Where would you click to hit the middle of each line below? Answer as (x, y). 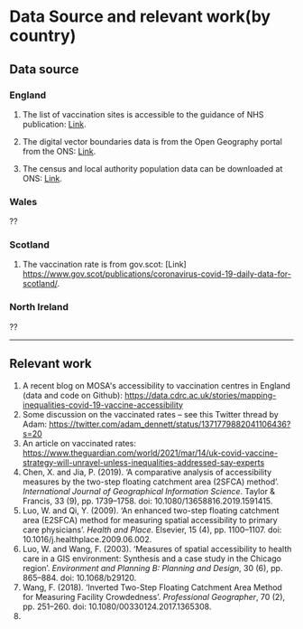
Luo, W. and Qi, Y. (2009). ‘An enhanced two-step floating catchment (151, 510)
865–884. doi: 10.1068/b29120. (79, 577)
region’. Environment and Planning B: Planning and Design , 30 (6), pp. (152, 568)
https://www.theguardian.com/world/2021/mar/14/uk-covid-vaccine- (150, 453)
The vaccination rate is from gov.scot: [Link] (104, 265)
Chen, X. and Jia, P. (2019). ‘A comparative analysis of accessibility (147, 472)
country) (43, 36)
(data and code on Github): (73, 395)
